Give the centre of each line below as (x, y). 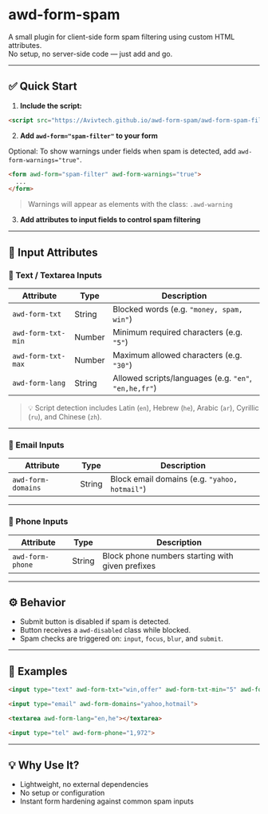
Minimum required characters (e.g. (178, 332)
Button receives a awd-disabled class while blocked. (105, 630)
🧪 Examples (38, 671)
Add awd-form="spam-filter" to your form (89, 135)
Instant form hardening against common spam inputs (106, 801)
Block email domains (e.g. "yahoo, (174, 479)
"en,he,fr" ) (135, 387)
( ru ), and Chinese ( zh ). (65, 416)
